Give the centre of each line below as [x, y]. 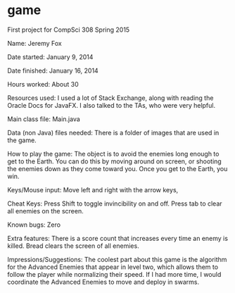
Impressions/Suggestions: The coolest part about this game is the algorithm [117, 259]
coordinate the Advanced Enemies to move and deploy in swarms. [103, 282]
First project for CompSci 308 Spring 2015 [69, 30]
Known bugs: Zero [34, 225]
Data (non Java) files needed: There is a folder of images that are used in [113, 132]
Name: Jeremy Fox [34, 43]
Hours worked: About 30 [43, 84]
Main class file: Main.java [44, 119]
